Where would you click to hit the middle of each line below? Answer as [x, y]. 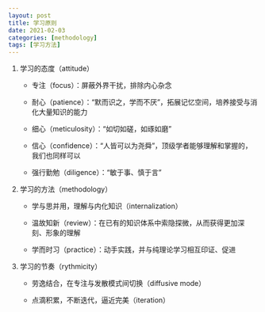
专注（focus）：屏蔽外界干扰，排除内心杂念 [102, 86]
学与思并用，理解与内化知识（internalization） [107, 206]
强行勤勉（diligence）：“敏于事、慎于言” [96, 173]
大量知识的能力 [63, 112]
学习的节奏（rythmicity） [60, 267]
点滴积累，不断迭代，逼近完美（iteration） [101, 300]
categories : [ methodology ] [53, 38]
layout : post [30, 15]
